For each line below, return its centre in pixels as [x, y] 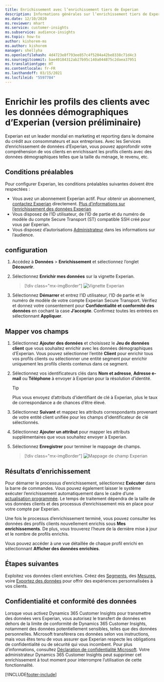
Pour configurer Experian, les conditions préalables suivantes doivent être [79, 184]
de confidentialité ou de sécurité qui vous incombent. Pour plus [69, 644]
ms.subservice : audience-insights [40, 32]
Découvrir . [23, 267]
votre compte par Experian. [32, 509]
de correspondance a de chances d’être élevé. [59, 402]
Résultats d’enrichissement [48, 471]
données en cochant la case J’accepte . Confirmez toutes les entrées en [85, 311]
